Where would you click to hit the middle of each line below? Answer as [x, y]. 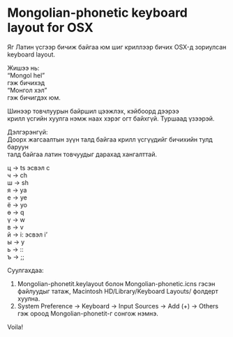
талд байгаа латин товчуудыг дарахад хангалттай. [82, 154]
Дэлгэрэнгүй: [28, 132]
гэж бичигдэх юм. [34, 97]
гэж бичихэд [26, 82]
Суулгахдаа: [25, 270]
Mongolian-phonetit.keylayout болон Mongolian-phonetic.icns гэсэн [116, 283]
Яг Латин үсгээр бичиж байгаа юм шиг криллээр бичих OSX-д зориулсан [117, 47]
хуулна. [29, 299]
